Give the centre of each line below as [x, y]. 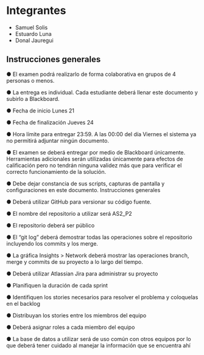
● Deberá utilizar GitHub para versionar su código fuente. [79, 202]
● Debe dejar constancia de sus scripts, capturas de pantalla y [86, 184]
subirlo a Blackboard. [33, 98]
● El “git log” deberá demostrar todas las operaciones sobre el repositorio [100, 237]
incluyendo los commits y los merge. [52, 243]
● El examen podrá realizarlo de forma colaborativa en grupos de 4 [91, 74]
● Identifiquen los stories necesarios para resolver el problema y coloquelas [102, 297]
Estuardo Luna [33, 33]
